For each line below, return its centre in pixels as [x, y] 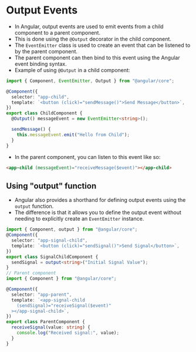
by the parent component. [46, 51]
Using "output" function [51, 186]
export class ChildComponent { [44, 113]
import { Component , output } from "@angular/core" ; [72, 229]
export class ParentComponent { [45, 322]
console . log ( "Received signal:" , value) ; [68, 333]
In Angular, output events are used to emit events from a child [89, 26]
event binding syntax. [40, 64]
